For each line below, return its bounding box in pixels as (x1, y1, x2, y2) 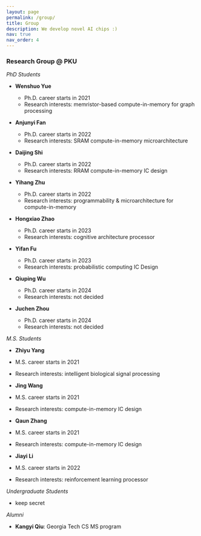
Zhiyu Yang (15, 347, 45, 354)
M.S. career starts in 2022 (15, 464, 81, 472)
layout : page (6, 8, 39, 15)
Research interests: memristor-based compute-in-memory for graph (24, 101, 195, 108)
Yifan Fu (15, 245, 37, 252)
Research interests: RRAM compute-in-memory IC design (24, 167, 168, 175)
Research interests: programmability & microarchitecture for (24, 197, 174, 204)
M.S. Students (6, 335, 42, 343)
